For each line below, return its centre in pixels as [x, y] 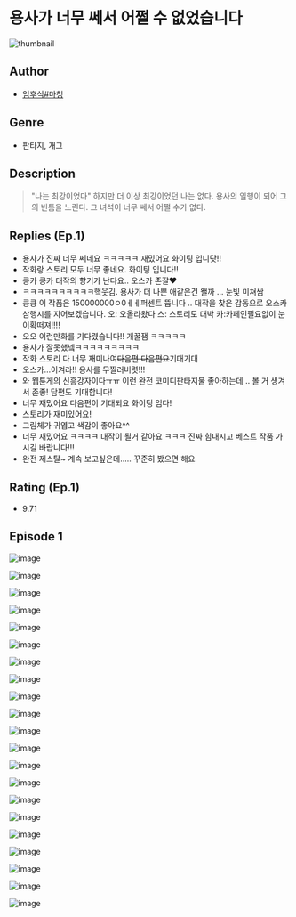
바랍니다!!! [57, 448]
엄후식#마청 [43, 93]
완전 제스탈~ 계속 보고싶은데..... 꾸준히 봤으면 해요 [108, 458]
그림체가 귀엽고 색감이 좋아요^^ [76, 426]
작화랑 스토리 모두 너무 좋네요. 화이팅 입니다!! [100, 270]
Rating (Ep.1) [44, 487]
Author [29, 72]
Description [42, 173]
